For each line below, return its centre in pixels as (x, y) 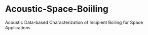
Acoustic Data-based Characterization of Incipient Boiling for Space (74, 22)
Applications (18, 27)
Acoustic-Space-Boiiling (57, 9)
